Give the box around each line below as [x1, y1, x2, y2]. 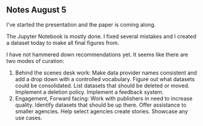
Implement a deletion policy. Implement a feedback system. [15, 88, 164, 96]
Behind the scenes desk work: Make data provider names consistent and [15, 69, 197, 76]
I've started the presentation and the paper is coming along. [6, 21, 156, 28]
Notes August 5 [6, 5, 67, 15]
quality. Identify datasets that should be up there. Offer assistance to [15, 101, 187, 108]
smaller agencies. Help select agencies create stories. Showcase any [15, 107, 188, 114]
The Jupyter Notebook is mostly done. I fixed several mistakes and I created [6, 33, 197, 40]
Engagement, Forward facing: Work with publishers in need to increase [15, 94, 193, 102]
